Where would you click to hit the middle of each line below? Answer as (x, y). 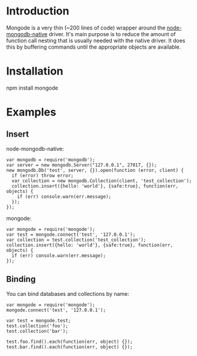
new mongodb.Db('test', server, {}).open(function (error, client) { (95, 170)
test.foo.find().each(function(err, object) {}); (70, 342)
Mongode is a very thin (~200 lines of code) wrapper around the (86, 28)
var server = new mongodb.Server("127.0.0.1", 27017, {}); (82, 165)
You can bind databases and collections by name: (68, 293)
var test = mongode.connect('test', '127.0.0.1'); (71, 235)
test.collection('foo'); (37, 326)
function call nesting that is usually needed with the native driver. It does (96, 40)
